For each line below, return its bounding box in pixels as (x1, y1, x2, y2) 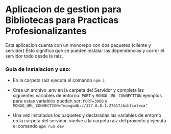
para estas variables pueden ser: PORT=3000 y (12, 98, 108, 104)
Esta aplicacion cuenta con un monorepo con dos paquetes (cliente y (5, 42, 152, 48)
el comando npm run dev (12, 123, 64, 129)
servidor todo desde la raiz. (5, 52, 63, 59)
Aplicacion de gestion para (5, 4, 121, 15)
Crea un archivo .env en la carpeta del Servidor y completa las (12, 87, 144, 93)
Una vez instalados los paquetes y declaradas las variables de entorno (12, 112, 162, 118)
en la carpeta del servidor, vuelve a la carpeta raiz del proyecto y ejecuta (12, 118, 166, 124)
